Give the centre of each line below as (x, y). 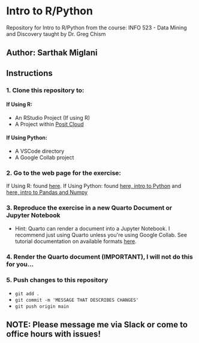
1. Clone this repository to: (45, 90)
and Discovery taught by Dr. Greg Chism (56, 34)
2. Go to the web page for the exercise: (64, 173)
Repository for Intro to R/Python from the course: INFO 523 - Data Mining (97, 28)
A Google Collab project (44, 157)
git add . (27, 294)
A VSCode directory (40, 151)
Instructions (29, 73)
